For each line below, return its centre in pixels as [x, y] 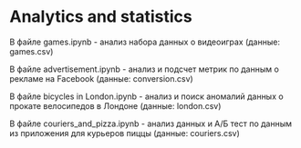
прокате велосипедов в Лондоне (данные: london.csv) [115, 105]
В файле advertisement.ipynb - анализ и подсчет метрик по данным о [145, 69]
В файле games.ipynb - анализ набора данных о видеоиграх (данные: [145, 42]
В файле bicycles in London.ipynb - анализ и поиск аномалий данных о [147, 96]
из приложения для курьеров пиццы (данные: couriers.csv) [125, 133]
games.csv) [31, 51]
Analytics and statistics [101, 17]
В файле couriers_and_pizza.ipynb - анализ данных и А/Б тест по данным [151, 123]
